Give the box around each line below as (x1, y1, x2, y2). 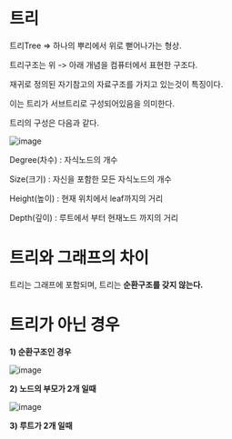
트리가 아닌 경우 (9, 314, 120, 335)
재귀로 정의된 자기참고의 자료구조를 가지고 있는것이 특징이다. (9, 78, 224, 89)
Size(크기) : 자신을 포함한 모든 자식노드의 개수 (9, 174, 172, 185)
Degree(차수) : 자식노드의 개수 (9, 154, 118, 165)
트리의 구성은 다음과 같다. (9, 117, 100, 128)
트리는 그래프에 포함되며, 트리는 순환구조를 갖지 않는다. (9, 279, 204, 290)
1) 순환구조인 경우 (9, 346, 72, 357)
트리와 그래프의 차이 (9, 247, 150, 268)
